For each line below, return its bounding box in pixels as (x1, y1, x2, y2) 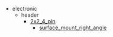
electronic (11, 5, 37, 12)
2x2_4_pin (30, 18, 56, 24)
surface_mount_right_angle (39, 24, 107, 31)
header (21, 11, 39, 18)
